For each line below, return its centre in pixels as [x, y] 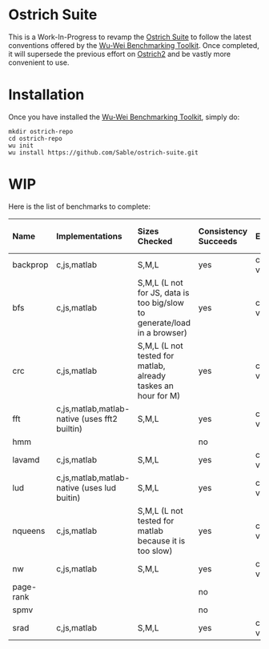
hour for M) [159, 395]
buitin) [68, 498]
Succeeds [218, 241]
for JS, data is [163, 292]
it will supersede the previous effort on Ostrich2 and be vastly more [119, 54]
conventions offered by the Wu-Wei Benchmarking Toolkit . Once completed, [134, 45]
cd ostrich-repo [35, 138]
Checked [155, 241]
